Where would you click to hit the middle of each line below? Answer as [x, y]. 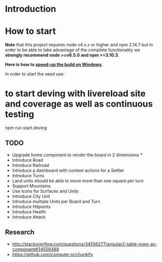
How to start [30, 31]
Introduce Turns [28, 175]
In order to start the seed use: [35, 74]
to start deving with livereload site [75, 94]
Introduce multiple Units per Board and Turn [56, 201]
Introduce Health [29, 212]
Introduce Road [27, 160]
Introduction [31, 9]
